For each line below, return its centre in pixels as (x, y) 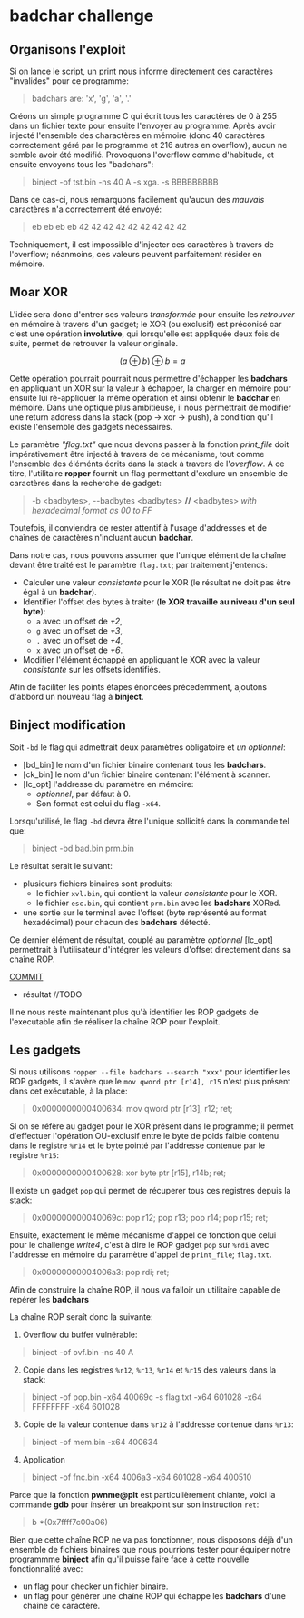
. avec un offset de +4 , (79, 640)
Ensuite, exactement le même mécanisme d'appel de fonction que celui (143, 1235)
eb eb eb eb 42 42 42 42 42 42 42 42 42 (109, 227)
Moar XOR (39, 292)
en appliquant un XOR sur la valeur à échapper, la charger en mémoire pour (151, 388)
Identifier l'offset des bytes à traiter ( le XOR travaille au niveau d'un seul (158, 602)
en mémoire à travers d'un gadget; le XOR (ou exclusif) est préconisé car (146, 324)
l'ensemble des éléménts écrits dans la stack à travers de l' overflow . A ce (147, 464)
